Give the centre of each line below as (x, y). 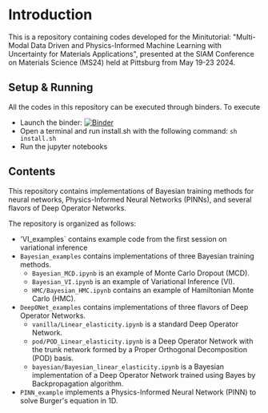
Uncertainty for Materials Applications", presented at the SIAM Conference (131, 54)
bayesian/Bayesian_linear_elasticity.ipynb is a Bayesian (128, 367)
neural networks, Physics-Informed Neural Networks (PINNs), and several (130, 199)
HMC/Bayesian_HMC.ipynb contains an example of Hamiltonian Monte (143, 290)
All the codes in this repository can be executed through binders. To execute (134, 106)
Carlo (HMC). (54, 299)
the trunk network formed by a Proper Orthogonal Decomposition (140, 349)
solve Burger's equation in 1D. (69, 400)
